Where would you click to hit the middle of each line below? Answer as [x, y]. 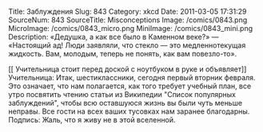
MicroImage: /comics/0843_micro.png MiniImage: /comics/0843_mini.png [131, 28]
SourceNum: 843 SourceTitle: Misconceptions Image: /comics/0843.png [128, 20]
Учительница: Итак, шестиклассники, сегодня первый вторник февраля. [132, 78]
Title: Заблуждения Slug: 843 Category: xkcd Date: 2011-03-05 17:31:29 [128, 12]
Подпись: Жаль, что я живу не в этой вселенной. [92, 120]
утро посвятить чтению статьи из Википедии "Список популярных [122, 94]
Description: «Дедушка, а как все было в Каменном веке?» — [114, 37]
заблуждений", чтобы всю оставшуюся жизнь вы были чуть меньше [125, 103]
